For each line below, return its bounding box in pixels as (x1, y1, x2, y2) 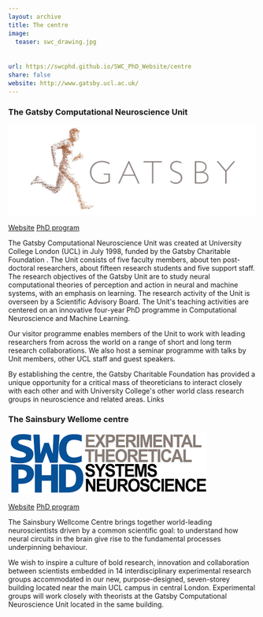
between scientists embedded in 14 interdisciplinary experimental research (8, 566, 252, 575)
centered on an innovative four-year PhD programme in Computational (8, 305, 237, 315)
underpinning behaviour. (8, 542, 88, 552)
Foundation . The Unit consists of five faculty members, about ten (8, 255, 221, 264)
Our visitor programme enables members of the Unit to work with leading (8, 328, 246, 338)
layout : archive (8, 13, 61, 21)
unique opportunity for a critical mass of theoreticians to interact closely (8, 377, 243, 387)
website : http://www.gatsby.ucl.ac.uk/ (8, 79, 139, 87)
